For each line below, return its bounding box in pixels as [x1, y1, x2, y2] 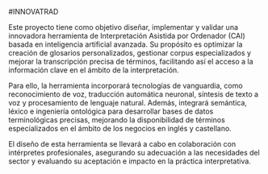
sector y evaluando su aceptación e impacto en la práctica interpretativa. [8, 156, 252, 166]
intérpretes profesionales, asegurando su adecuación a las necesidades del [8, 148, 260, 157]
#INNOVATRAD [8, 7, 59, 16]
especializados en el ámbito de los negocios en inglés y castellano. [8, 124, 232, 133]
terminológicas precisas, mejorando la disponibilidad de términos [8, 115, 226, 124]
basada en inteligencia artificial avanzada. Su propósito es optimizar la [8, 39, 243, 49]
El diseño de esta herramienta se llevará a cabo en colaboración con [8, 139, 237, 148]
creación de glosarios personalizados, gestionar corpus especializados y [8, 48, 252, 57]
